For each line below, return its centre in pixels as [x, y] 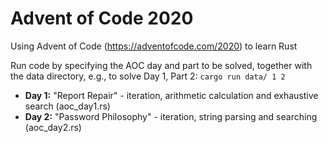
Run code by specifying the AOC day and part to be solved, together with [161, 65]
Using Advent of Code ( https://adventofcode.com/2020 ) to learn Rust [154, 46]
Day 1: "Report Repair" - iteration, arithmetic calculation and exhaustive [171, 95]
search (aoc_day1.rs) [67, 106]
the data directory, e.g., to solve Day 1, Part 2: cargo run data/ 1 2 [148, 76]
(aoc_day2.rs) [53, 127]
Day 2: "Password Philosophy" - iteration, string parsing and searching [171, 116]
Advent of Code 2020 [102, 18]
